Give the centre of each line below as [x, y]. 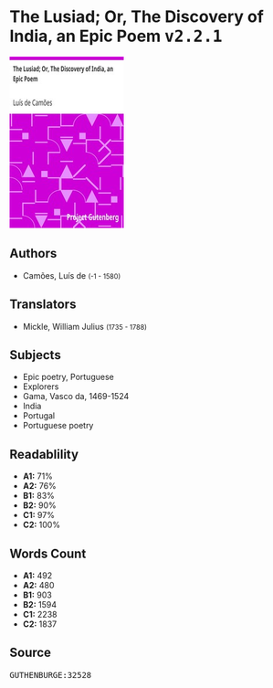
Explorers [41, 386]
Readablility [44, 454]
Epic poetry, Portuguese [68, 377]
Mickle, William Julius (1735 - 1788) [85, 326]
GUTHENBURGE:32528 [51, 675]
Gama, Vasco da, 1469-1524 [76, 397]
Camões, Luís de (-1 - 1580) [72, 275]
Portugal [39, 416]
